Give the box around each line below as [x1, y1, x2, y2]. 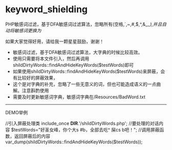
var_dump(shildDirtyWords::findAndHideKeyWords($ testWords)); [5, 139, 143, 145]
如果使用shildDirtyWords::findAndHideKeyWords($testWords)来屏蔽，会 [12, 68, 165, 74]
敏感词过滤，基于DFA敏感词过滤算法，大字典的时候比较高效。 [12, 49, 143, 55]
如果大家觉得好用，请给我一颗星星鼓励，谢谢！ [5, 38, 104, 44]
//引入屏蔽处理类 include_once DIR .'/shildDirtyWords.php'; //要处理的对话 [5, 120, 159, 126]
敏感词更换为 [14, 27, 41, 34]
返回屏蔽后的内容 [14, 133, 50, 139]
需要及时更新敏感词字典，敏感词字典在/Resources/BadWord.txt [12, 93, 146, 100]
